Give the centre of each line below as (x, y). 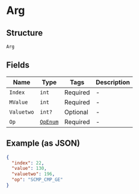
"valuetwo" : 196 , (33, 174)
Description (113, 82)
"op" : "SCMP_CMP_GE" (37, 180)
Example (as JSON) (43, 144)
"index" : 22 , (28, 163)
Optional (76, 112)
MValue (19, 102)
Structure (25, 33)
